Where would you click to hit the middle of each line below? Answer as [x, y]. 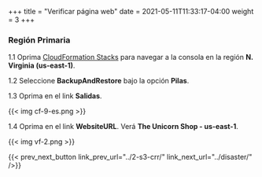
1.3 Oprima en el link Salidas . [55, 96]
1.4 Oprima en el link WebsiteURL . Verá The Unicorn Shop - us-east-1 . [123, 127]
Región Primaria [39, 40]
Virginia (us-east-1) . [42, 65]
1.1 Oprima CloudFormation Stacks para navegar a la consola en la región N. [131, 57]
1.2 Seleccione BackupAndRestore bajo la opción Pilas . [99, 81]
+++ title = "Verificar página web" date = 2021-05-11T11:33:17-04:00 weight [131, 11]
